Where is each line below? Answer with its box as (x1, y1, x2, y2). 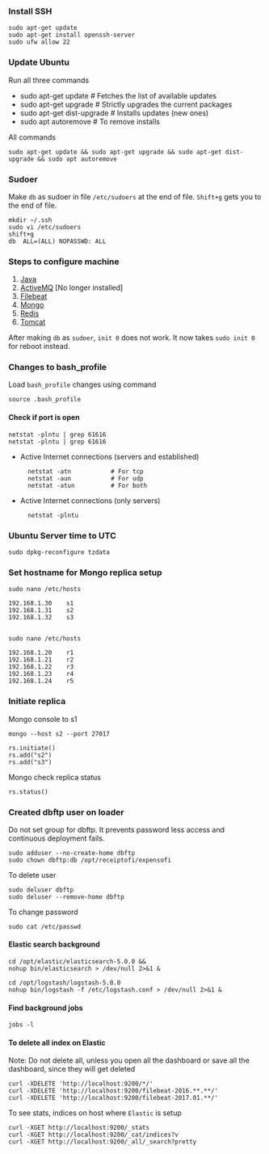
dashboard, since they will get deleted (8, 1064, 136, 1074)
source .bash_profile (8, 396, 82, 404)
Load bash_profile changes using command (8, 380, 157, 389)
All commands (8, 132, 57, 142)
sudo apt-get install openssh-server (8, 31, 136, 40)
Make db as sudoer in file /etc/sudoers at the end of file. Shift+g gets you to (8, 191, 262, 201)
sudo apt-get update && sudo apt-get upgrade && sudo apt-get (8, 148, 222, 156)
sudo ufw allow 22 (8, 38, 70, 46)
